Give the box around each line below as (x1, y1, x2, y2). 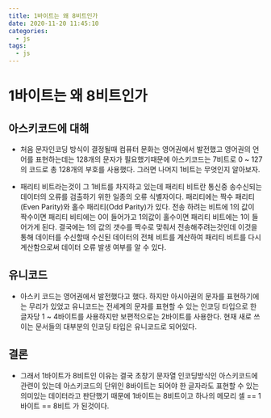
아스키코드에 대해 (8, 121, 90, 135)
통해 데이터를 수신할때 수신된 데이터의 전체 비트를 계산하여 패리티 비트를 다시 (19, 232, 262, 242)
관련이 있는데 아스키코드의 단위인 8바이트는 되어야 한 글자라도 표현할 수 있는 (19, 381, 260, 391)
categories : (8, 27, 48, 35)
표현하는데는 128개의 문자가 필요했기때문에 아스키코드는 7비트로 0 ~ (35, 154, 250, 164)
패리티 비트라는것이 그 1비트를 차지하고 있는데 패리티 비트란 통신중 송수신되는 (19, 182, 262, 191)
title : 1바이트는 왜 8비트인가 (8, 11, 98, 20)
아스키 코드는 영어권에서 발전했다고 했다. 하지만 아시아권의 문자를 (19, 291, 225, 301)
